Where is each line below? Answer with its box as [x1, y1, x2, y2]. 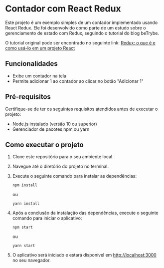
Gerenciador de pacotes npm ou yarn [12, 126, 90, 132]
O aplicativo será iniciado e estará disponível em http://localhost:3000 [12, 252, 157, 258]
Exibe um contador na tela [12, 73, 66, 79]
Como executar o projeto [5, 140, 84, 149]
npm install [12, 183, 37, 188]
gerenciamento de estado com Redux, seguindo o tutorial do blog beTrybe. [5, 30, 160, 36]
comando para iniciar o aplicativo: [12, 215, 82, 221]
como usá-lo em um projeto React [5, 45, 75, 51]
